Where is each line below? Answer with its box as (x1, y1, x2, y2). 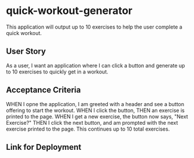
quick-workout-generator (6, 4, 133, 17)
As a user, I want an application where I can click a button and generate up (6, 62, 185, 69)
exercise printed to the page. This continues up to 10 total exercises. (6, 125, 170, 132)
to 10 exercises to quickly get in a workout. (6, 68, 109, 75)
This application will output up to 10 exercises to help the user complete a (6, 23, 182, 30)
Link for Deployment (6, 142, 82, 152)
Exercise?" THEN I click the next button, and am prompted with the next (6, 119, 178, 126)
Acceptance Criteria (6, 85, 81, 95)
